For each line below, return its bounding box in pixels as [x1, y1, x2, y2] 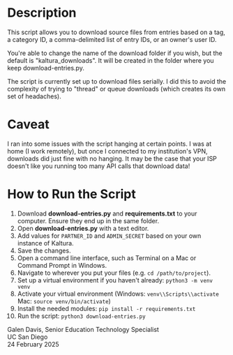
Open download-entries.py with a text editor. [17, 224, 149, 232]
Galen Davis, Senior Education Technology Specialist [7, 325, 159, 333]
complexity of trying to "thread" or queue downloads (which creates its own [7, 84, 225, 93]
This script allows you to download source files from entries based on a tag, [7, 28, 225, 36]
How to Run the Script [7, 186, 136, 202]
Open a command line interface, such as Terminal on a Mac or [17, 253, 197, 262]
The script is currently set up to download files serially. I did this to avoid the [7, 77, 227, 85]
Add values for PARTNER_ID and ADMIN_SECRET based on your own [17, 232, 202, 240]
